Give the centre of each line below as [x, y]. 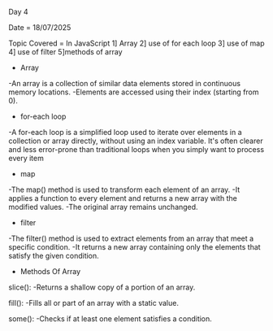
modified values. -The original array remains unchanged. [103, 207]
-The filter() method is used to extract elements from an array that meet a [131, 238]
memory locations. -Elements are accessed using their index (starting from [134, 92]
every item [26, 158]
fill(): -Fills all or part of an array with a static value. [93, 303]
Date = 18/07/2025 [40, 27]
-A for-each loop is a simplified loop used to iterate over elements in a [125, 132]
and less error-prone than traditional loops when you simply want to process [136, 149]
